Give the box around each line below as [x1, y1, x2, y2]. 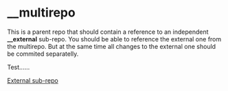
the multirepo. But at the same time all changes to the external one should [7, 42, 216, 50]
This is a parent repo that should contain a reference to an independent [7, 28, 209, 36]
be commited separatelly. [7, 50, 79, 58]
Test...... [7, 63, 30, 71]
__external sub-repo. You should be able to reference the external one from [7, 34, 222, 43]
